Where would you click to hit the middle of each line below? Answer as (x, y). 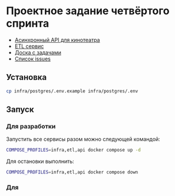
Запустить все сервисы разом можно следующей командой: (83, 139)
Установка (27, 77)
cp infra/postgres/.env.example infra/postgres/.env (72, 91)
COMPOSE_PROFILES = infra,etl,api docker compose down (72, 172)
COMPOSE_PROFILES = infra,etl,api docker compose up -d (74, 150)
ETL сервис (29, 46)
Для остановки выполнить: (40, 162)
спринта (28, 23)
